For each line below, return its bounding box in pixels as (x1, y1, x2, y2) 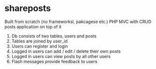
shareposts (4, 3, 51, 14)
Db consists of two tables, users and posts (11, 33, 97, 39)
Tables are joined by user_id (11, 38, 68, 44)
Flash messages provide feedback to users (11, 58, 98, 64)
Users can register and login (11, 43, 68, 49)
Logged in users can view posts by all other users (11, 53, 111, 59)
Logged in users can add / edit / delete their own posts (11, 48, 121, 54)
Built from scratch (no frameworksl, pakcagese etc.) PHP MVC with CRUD (4, 19, 152, 24)
